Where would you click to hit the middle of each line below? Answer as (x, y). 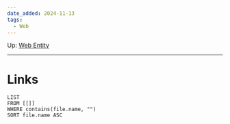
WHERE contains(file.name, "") (52, 110)
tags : (15, 20)
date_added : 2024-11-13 (41, 13)
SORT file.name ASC (35, 115)
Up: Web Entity (28, 46)
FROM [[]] (21, 104)
